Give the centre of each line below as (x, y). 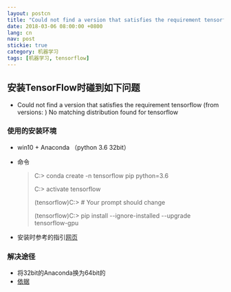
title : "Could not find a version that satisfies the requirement (104, 20)
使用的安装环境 (32, 131)
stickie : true (27, 45)
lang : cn (20, 33)
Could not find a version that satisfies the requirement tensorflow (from (118, 104)
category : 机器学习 (33, 52)
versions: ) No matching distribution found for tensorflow (98, 112)
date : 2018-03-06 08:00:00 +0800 (55, 26)
